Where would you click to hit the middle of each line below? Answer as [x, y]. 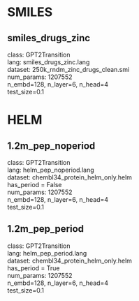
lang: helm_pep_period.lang [47, 253]
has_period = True [34, 268]
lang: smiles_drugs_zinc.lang [49, 62]
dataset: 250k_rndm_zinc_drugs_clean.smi [68, 69]
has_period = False [35, 185]
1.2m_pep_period [46, 229]
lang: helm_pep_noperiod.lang [51, 170]
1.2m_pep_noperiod [51, 146]
